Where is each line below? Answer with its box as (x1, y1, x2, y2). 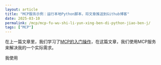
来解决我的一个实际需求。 (5, 45, 56, 51)
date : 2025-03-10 (5, 16, 40, 21)
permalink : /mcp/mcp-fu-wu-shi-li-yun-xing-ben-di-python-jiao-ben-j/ (5, 20, 151, 26)
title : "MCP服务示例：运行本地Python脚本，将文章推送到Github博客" (5, 12, 129, 16)
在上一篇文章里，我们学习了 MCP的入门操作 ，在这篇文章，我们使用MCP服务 (5, 39, 156, 45)
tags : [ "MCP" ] (5, 25, 34, 30)
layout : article (5, 7, 38, 12)
